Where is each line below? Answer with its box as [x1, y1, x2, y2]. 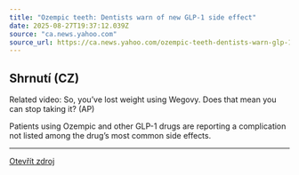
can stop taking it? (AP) [9, 104, 95, 115]
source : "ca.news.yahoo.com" [9, 29, 117, 38]
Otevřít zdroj [9, 156, 55, 167]
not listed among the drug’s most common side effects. [9, 131, 212, 141]
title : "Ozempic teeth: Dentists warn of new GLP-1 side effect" [9, 12, 256, 22]
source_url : [9, 37, 53, 47]
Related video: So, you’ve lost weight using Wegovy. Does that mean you [9, 94, 277, 105]
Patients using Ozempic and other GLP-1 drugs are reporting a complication [9, 121, 287, 131]
